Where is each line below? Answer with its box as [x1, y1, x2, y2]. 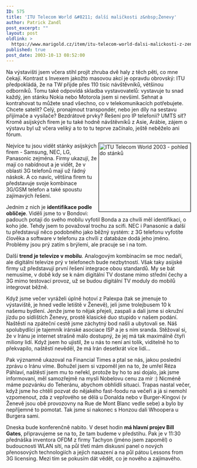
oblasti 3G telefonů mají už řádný [6, 167, 86, 174]
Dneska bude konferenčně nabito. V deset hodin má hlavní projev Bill [6, 423, 174, 430]
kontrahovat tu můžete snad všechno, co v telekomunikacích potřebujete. [6, 99, 184, 106]
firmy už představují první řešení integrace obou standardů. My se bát [6, 265, 175, 272]
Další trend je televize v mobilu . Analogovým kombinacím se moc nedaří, [6, 252, 183, 259]
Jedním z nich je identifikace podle [6, 203, 93, 210]
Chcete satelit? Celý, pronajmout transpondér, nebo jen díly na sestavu [6, 106, 177, 113]
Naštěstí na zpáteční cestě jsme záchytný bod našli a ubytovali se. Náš [6, 319, 178, 326]
